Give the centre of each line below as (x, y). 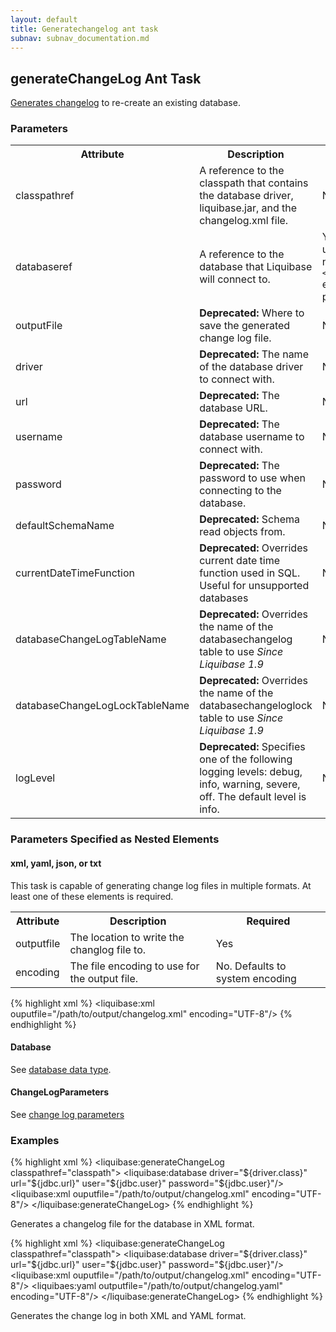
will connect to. (235, 279)
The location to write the (127, 937)
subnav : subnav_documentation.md (80, 38)
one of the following (246, 759)
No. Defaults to (251, 966)
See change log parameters (67, 1115)
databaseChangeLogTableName (91, 639)
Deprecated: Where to (252, 313)
